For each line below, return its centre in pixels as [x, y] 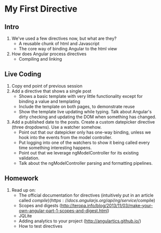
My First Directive [41, 9]
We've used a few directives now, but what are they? [64, 38]
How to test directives [41, 226]
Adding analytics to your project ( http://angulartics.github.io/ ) [80, 221]
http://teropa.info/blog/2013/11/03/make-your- [107, 205]
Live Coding [23, 74]
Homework [22, 179]
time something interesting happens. [55, 148]
